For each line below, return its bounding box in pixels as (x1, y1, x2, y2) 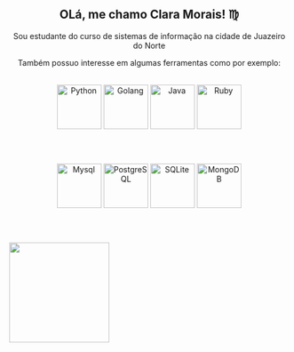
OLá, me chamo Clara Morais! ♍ (59, 7, 240, 22)
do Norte (132, 40, 166, 51)
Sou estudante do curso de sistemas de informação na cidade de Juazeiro (12, 30, 286, 41)
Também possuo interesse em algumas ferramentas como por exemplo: (17, 57, 282, 68)
